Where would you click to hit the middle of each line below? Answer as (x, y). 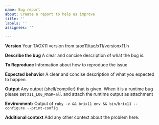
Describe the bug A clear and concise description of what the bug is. (75, 55)
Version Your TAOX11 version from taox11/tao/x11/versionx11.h (67, 46)
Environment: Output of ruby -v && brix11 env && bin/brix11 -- (71, 104)
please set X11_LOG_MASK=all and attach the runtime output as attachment (79, 94)
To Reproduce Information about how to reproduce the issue (66, 65)
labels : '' (16, 23)
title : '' (15, 19)
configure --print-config (31, 108)
